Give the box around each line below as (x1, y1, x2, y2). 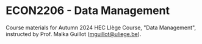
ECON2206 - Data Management (5, 4, 170, 18)
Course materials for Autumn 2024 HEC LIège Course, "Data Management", (5, 24, 197, 31)
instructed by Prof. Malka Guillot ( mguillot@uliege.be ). (5, 30, 142, 37)
